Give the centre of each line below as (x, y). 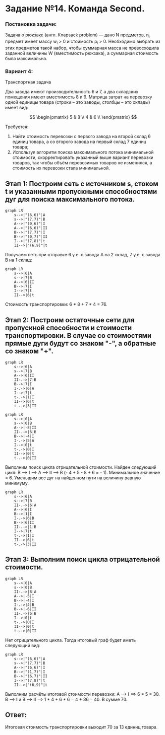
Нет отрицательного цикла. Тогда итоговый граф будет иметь (71, 640)
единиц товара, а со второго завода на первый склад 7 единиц (79, 142)
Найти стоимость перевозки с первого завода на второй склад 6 (82, 137)
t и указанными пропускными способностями (81, 191)
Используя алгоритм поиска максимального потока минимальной (83, 152)
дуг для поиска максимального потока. (70, 199)
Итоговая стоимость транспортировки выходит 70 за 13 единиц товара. (81, 727)
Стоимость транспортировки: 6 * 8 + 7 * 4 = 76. (56, 304)
